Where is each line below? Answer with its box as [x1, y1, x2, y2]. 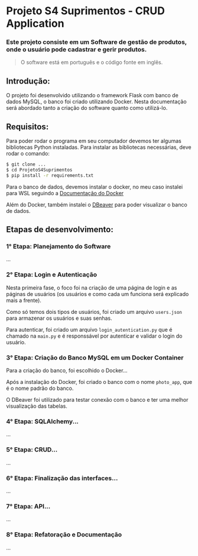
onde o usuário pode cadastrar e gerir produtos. [6, 46, 147, 54]
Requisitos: [6, 122, 49, 132]
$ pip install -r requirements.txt [6, 172, 94, 179]
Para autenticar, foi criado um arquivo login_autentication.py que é [6, 326, 173, 333]
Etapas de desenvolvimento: [6, 224, 113, 235]
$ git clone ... [6, 161, 46, 167]
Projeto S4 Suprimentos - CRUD [6, 4, 165, 18]
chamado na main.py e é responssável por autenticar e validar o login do [6, 332, 183, 339]
